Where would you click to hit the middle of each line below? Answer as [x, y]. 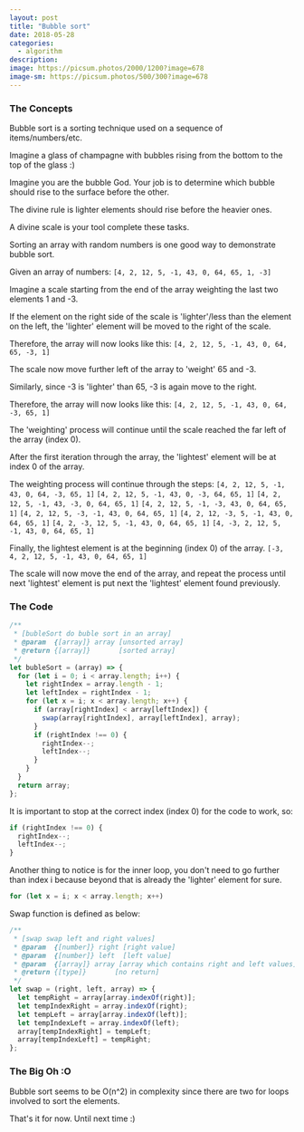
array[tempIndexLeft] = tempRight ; [85, 1040]
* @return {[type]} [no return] [86, 973]
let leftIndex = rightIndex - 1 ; [89, 693]
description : [34, 60]
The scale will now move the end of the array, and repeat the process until [148, 574]
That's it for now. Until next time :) [72, 1118]
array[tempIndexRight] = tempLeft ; [85, 1031]
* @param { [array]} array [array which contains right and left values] [155, 964]
